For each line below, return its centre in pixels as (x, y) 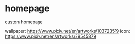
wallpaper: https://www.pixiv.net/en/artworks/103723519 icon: (67, 31)
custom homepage (24, 22)
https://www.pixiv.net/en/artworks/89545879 (51, 36)
